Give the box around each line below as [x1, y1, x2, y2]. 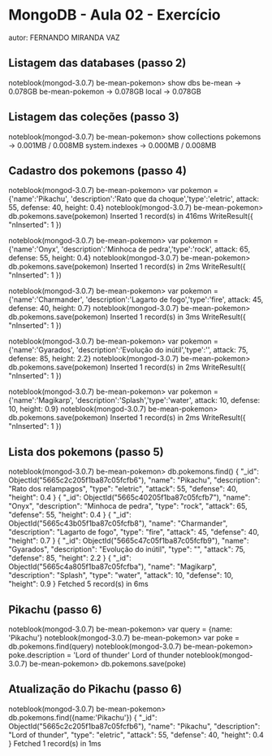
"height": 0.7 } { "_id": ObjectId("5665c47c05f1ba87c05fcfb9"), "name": [8, 535, 249, 546]
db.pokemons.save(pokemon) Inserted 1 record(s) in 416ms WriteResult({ [8, 212, 253, 221]
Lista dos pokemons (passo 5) [8, 445, 164, 459]
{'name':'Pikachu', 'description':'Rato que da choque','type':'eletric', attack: [8, 194, 260, 204]
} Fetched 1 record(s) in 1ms [8, 738, 101, 748]
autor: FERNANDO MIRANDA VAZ [8, 33, 120, 42]
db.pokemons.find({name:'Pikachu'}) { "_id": [8, 712, 158, 722]
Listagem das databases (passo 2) [8, 56, 187, 70]
